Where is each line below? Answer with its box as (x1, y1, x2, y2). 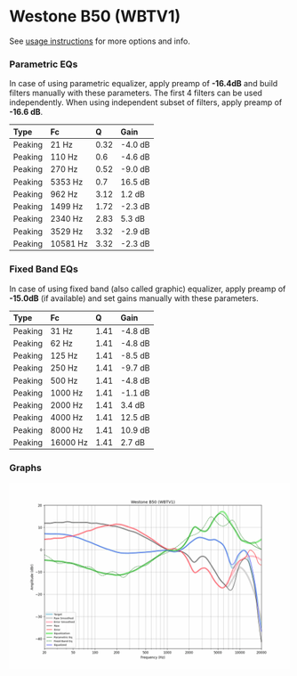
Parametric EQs (9, 58, 78, 70)
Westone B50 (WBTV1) (9, 6, 181, 27)
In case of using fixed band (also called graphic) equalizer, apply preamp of (9, 283, 286, 294)
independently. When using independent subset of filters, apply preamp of (9, 97, 283, 108)
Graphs (9, 461, 42, 474)
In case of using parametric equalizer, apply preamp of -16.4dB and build (9, 78, 278, 89)
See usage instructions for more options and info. (9, 36, 191, 46)
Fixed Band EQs (9, 263, 78, 275)
